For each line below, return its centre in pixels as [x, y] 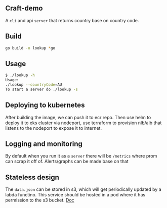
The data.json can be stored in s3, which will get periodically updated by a [83, 189]
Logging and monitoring [44, 144]
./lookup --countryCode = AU [34, 85]
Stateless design [32, 177]
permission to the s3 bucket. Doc [40, 200]
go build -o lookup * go [30, 48]
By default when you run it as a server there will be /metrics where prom [81, 156]
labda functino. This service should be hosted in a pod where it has [75, 195]
